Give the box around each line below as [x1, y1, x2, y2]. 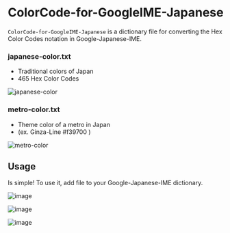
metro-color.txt [8, 105, 60, 114]
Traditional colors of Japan [17, 67, 94, 76]
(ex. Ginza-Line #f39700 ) [17, 128, 91, 136]
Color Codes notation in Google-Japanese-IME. [8, 34, 142, 42]
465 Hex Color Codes [17, 74, 79, 83]
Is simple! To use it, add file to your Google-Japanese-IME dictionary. [8, 179, 203, 187]
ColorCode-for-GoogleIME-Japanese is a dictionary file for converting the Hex [8, 27, 223, 36]
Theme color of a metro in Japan [17, 120, 111, 128]
